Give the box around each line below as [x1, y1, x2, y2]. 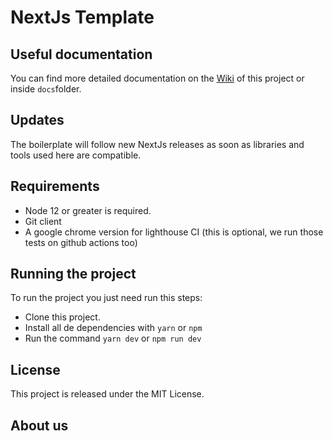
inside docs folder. [10, 83, 82, 95]
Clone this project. [24, 311, 101, 323]
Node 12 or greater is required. [24, 204, 152, 216]
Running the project [10, 266, 137, 283]
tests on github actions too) [24, 236, 138, 248]
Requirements [10, 178, 100, 195]
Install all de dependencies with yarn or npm [24, 322, 203, 334]
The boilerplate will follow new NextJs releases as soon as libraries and [10, 138, 305, 150]
